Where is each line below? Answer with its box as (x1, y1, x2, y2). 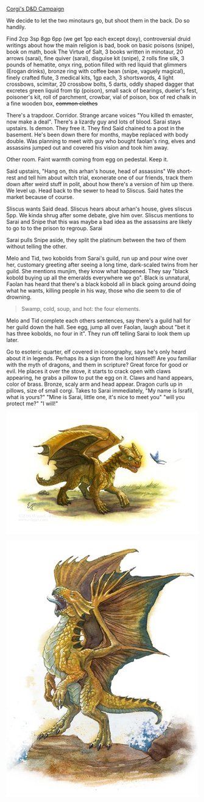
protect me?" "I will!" (6, 400, 58, 407)
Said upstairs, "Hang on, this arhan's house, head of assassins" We (6, 167, 175, 175)
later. (6, 336, 19, 343)
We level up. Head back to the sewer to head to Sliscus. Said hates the (6, 187, 184, 194)
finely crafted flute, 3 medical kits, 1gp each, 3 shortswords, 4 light (6, 74, 174, 81)
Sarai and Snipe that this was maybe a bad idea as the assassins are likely (6, 218, 192, 225)
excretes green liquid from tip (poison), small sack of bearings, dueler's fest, (6, 87, 198, 94)
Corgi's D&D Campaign (6, 5, 65, 12)
